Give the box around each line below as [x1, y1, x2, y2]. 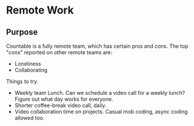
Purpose [6, 27, 38, 37]
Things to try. [6, 78, 39, 85]
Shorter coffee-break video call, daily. [14, 102, 107, 109]
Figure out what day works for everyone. [14, 95, 113, 102]
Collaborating [14, 67, 48, 74]
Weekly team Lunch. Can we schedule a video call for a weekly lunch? [14, 89, 185, 96]
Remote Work [6, 4, 74, 17]
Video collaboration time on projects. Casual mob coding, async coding [14, 108, 188, 115]
